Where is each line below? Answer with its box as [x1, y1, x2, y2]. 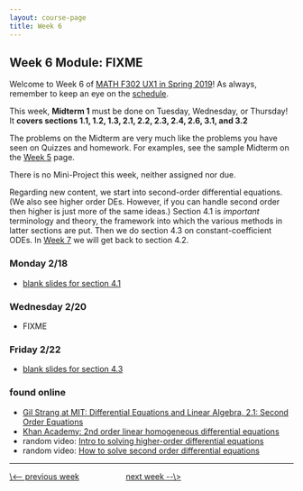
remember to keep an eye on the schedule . [9, 88, 170, 99]
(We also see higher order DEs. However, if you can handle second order [9, 196, 280, 207]
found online [9, 386, 66, 399]
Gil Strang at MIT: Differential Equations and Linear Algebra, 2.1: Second [22, 406, 289, 417]
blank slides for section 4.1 [22, 277, 122, 288]
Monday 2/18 [9, 258, 69, 270]
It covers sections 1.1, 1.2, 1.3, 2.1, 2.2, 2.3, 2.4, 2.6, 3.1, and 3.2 [9, 115, 248, 126]
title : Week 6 [9, 22, 63, 31]
